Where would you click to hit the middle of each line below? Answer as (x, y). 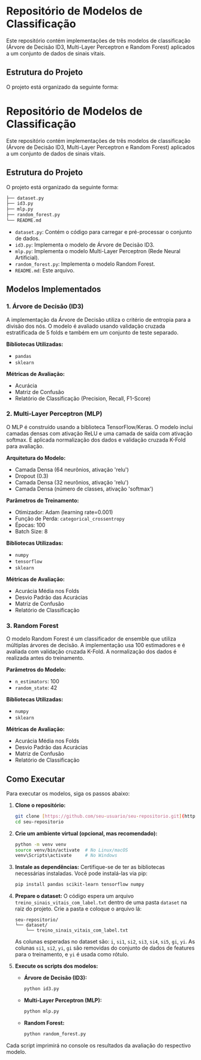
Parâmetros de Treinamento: (43, 500)
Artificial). (27, 257)
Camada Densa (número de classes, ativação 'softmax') (84, 489)
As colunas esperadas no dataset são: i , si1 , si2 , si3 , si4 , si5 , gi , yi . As (105, 942)
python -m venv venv (40, 844)
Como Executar (36, 779)
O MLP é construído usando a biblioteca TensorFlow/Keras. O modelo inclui (100, 427)
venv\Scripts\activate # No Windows (66, 856)
